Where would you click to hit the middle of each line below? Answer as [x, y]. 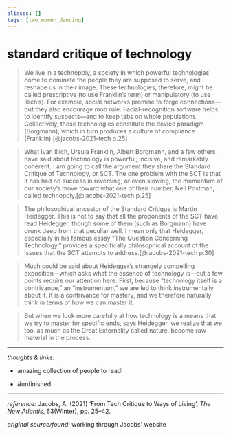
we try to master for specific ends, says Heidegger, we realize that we [123, 323]
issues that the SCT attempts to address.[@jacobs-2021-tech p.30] [119, 253]
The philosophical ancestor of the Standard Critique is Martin [110, 209]
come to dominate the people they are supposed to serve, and [112, 80]
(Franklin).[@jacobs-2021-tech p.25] [76, 139]
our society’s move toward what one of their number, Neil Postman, [119, 188]
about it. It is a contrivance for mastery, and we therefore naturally [118, 295]
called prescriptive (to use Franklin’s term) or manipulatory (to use [117, 95]
